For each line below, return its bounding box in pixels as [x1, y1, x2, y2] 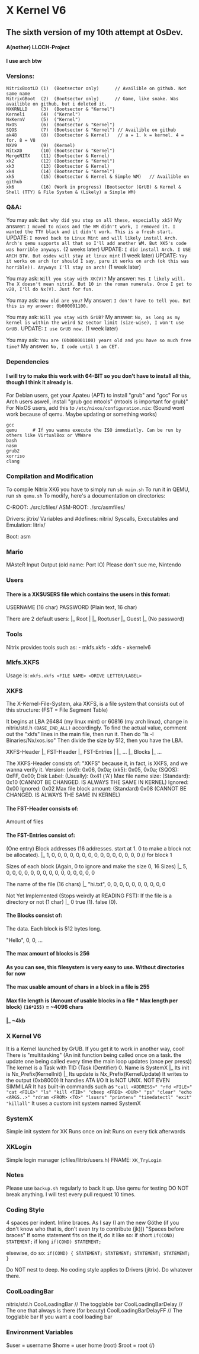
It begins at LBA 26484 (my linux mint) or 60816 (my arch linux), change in [6, 718, 188, 725]
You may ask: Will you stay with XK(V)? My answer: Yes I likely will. [6, 275, 186, 282]
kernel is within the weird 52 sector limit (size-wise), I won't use [6, 320, 184, 326]
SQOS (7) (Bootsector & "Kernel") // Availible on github [6, 127, 176, 133]
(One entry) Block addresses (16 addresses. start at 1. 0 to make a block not [6, 845, 191, 852]
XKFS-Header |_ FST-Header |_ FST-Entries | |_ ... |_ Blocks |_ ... [6, 748, 162, 756]
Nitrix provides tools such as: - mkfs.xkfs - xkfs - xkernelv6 [6, 643, 151, 651]
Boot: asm [6, 533, 31, 540]
